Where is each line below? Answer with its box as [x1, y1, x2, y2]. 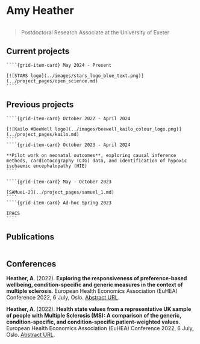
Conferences [6, 259, 57, 269]
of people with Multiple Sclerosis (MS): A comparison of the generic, [6, 312, 182, 319]
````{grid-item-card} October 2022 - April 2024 [6, 115, 131, 121]
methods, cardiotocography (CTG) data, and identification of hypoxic [6, 158, 187, 164]
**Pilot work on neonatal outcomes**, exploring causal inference [6, 152, 177, 158]
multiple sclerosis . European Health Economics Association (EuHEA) [6, 287, 178, 295]
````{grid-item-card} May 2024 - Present [6, 62, 112, 68]
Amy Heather [6, 4, 74, 17]
